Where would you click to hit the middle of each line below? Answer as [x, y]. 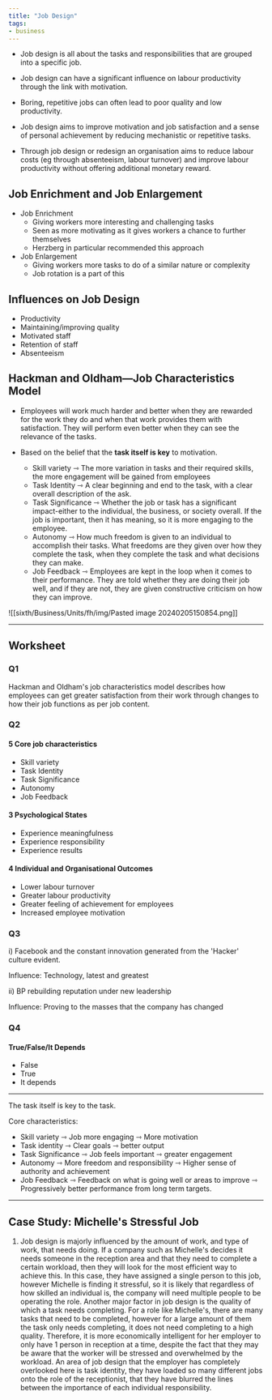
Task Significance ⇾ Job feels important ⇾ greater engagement [126, 1155]
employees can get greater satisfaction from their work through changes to [134, 695]
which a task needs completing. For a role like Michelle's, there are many [141, 1310]
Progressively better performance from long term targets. [116, 1189]
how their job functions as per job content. [79, 704]
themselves [51, 239]
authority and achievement [65, 1172]
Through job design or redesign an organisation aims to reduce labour [137, 152]
